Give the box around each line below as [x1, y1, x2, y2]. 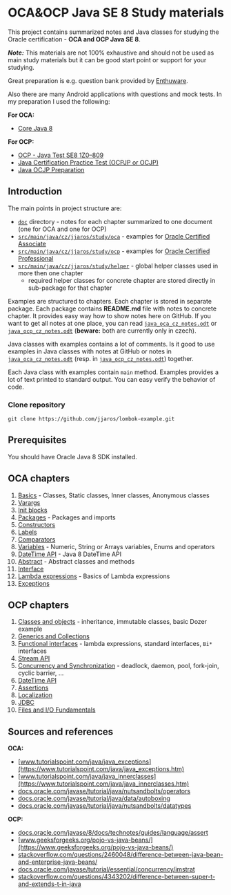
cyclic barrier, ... [17, 669, 64, 677]
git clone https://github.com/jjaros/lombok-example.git [8, 416, 175, 423]
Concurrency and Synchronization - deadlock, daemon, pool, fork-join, [17, 662, 219, 670]
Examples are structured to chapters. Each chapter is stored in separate [8, 297, 212, 305]
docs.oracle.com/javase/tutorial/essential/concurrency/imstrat [17, 865, 195, 874]
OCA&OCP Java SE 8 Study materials [8, 5, 225, 21]
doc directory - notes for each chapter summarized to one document [17, 217, 212, 225]
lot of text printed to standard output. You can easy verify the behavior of [8, 375, 216, 383]
